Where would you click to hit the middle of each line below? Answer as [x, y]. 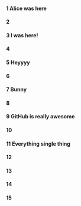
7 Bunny [17, 89]
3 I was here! [22, 35]
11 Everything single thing [38, 144]
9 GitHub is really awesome [41, 117]
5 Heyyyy [18, 62]
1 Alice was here [27, 8]
